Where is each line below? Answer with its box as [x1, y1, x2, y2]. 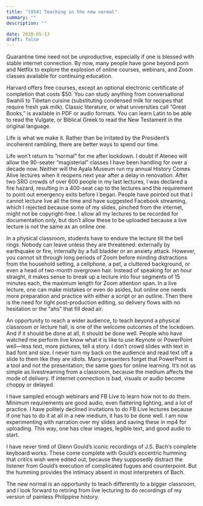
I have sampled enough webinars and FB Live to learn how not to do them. [6, 393, 192, 400]
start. [6, 431, 20, 438]
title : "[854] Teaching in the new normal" [6, 8, 118, 15]
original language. [6, 123, 51, 130]
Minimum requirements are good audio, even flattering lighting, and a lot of [6, 399, 193, 406]
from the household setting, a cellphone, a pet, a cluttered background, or [6, 260, 190, 267]
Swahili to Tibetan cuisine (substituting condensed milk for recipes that [6, 97, 183, 104]
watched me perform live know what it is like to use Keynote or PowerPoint [6, 336, 193, 344]
